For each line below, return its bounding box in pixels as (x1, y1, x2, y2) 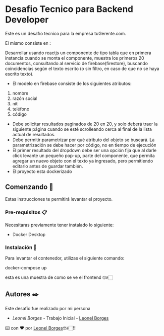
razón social (12, 95, 38, 101)
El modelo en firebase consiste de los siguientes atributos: (12, 81, 132, 86)
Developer (5, 14, 49, 25)
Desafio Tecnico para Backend (5, 3, 134, 15)
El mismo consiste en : (5, 40, 51, 46)
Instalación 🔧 (5, 244, 37, 251)
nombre (12, 90, 29, 96)
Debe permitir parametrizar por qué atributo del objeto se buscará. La (12, 137, 155, 143)
